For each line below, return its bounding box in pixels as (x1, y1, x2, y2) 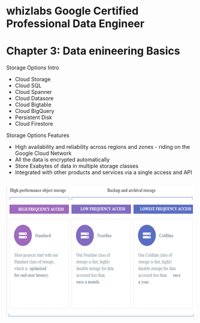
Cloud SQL (14, 82, 42, 89)
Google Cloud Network (14, 150, 72, 157)
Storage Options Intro (6, 64, 59, 71)
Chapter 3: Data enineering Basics (6, 44, 181, 58)
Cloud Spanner (14, 89, 53, 96)
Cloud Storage (14, 76, 51, 83)
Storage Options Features (6, 132, 70, 139)
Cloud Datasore (14, 95, 54, 102)
